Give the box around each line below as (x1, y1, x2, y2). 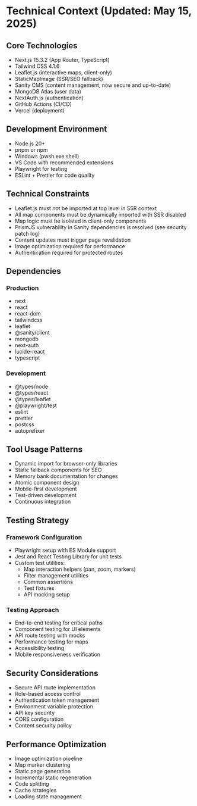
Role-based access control (14, 691, 81, 698)
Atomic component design (14, 479, 80, 486)
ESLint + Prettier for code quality (14, 171, 95, 179)
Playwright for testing (14, 165, 68, 172)
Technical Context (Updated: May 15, (6, 4, 192, 18)
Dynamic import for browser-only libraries (14, 460, 117, 467)
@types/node (14, 383, 49, 390)
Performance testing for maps (14, 638, 88, 645)
